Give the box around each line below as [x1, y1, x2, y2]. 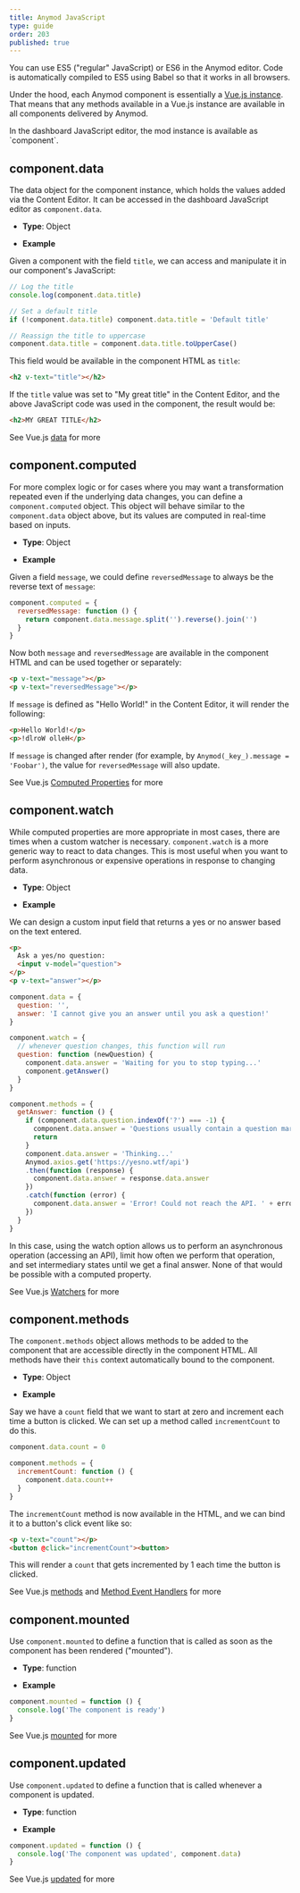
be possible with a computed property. [9, 1269, 152, 1279]
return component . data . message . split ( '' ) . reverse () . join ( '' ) [25, 615, 258, 624]
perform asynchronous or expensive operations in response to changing [9, 855, 276, 866]
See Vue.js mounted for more [9, 1730, 118, 1740]
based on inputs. [9, 519, 71, 530]
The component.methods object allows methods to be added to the [9, 1336, 249, 1346]
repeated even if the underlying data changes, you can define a [9, 490, 244, 501]
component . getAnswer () [25, 1067, 110, 1076]
